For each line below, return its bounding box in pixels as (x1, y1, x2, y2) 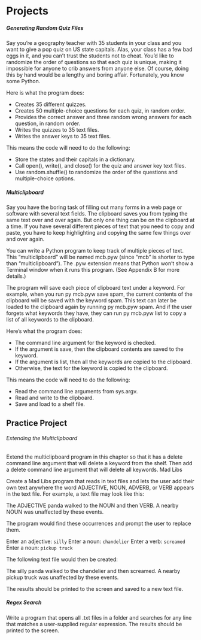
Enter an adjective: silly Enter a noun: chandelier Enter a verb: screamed (6, 538, 185, 545)
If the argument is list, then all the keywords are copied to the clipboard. (14, 358, 193, 366)
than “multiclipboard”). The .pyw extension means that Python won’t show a (6, 260, 194, 267)
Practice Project (6, 418, 68, 428)
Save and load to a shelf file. (14, 401, 86, 408)
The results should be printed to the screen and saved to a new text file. (6, 585, 184, 592)
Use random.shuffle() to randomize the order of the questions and (14, 169, 178, 176)
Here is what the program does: (6, 89, 84, 96)
